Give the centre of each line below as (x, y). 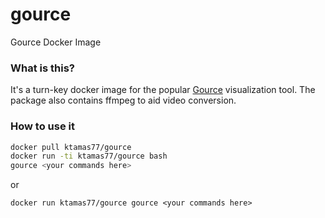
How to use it (42, 126)
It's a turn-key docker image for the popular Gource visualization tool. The (163, 90)
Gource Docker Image (56, 42)
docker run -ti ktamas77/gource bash (89, 156)
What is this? (42, 68)
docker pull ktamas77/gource (71, 147)
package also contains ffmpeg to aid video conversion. (123, 100)
